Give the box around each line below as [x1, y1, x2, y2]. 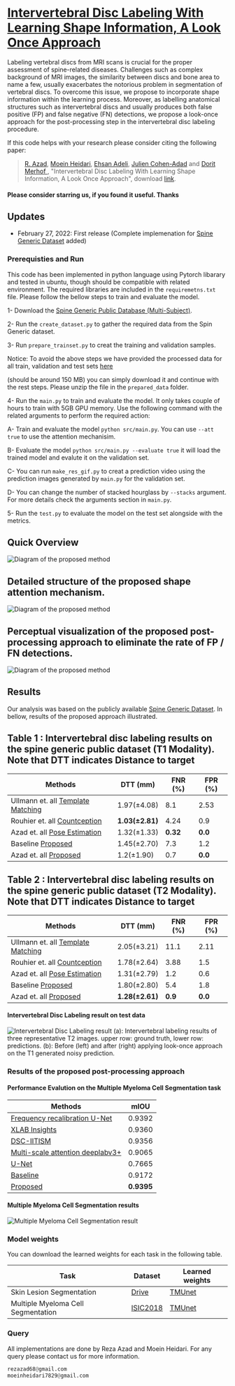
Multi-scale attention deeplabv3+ [10, 1147, 122, 1157]
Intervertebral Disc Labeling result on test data [7, 1011, 145, 1020]
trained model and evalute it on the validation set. [7, 453, 150, 462]
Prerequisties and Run [7, 254, 84, 264]
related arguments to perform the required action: [7, 411, 150, 420]
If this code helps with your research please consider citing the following [7, 138, 217, 146]
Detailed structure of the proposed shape [7, 575, 191, 587]
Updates [7, 210, 45, 222]
